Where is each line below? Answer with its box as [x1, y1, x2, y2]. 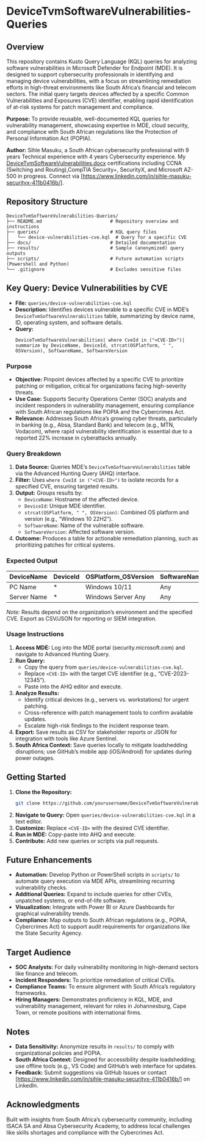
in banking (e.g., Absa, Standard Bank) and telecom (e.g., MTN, [15, 421, 175, 429]
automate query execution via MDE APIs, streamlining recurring [15, 877, 175, 885]
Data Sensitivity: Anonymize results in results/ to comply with [15, 1042, 174, 1050]
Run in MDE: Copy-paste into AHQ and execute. [15, 830, 136, 838]
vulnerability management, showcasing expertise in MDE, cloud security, [6, 122, 189, 129]
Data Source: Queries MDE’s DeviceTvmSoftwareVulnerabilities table [15, 463, 190, 471]
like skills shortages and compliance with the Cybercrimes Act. [6, 1129, 165, 1136]
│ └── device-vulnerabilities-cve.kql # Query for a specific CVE [6, 234, 187, 240]
